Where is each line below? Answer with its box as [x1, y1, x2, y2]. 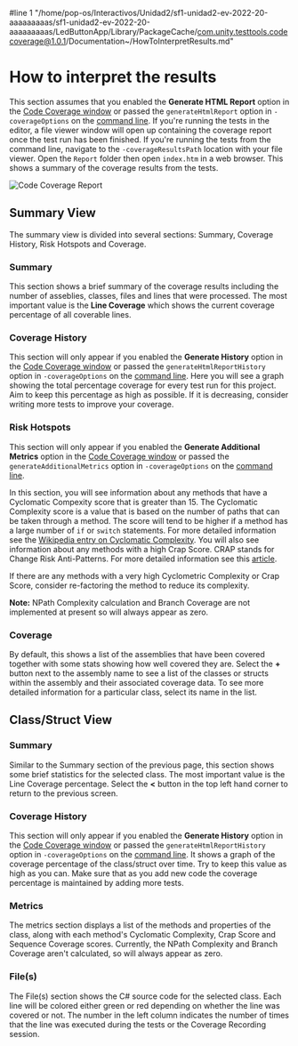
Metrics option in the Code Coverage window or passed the [9, 451, 230, 462]
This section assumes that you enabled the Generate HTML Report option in [9, 96, 290, 107]
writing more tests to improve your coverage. [9, 399, 174, 410]
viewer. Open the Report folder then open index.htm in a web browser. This [9, 153, 284, 164]
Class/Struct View [9, 712, 113, 728]
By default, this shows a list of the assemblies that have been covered [9, 648, 265, 659]
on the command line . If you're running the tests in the [70, 115, 270, 125]
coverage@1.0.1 [9, 36, 67, 46]
